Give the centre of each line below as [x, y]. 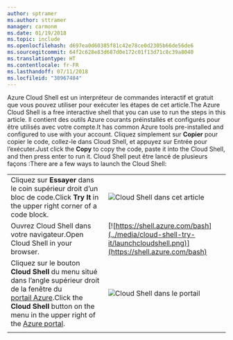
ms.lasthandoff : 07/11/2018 [48, 71]
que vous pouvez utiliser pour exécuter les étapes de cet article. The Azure [114, 105]
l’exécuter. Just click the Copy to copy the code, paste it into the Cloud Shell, [116, 149]
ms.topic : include [34, 39]
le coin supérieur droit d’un [54, 189]
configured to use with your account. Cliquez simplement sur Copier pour [113, 134]
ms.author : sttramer [37, 20]
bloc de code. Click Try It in [55, 197]
